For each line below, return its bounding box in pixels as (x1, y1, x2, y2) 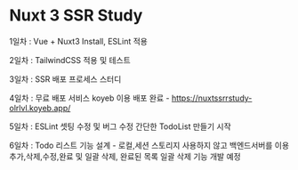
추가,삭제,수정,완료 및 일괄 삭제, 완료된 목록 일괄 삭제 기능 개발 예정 (9, 150, 242, 161)
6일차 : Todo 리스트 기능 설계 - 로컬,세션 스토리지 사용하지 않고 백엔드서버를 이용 (9, 140, 290, 150)
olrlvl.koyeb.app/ (9, 102, 71, 113)
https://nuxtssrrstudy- (171, 93, 253, 103)
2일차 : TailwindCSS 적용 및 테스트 (9, 54, 131, 65)
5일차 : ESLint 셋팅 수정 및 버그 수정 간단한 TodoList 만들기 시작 (9, 121, 231, 132)
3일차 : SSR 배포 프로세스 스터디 (9, 73, 122, 85)
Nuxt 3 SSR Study (9, 5, 143, 26)
